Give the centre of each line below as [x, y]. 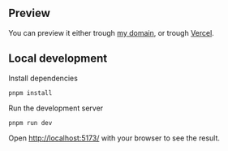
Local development [58, 59]
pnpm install [30, 93]
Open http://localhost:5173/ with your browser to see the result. [114, 138]
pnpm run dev [30, 123]
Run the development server [56, 108]
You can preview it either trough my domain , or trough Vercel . [112, 32]
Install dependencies [43, 78]
